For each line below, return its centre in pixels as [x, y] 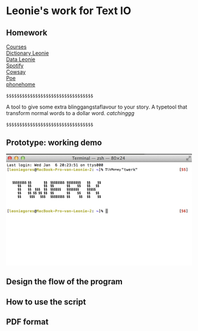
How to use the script [46, 302]
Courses [16, 47]
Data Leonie [21, 59]
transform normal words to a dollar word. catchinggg [70, 113]
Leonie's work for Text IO [69, 11]
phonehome [21, 84]
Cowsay [16, 72]
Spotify [15, 65]
